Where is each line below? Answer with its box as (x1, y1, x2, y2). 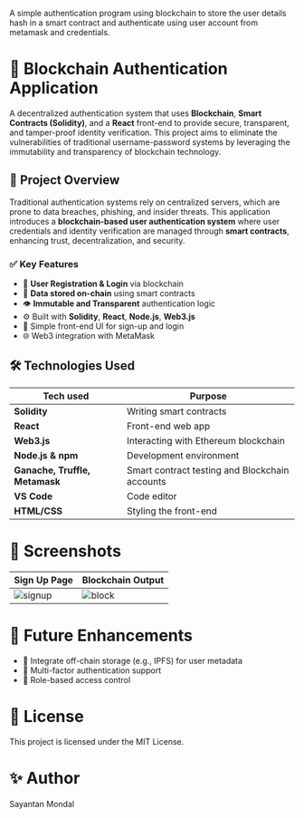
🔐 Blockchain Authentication (9, 59, 228, 80)
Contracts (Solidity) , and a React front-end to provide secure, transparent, (9, 117, 290, 128)
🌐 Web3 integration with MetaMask (22, 331, 156, 342)
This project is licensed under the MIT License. (9, 736, 185, 746)
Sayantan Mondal (9, 798, 75, 809)
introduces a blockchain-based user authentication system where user (9, 216, 280, 226)
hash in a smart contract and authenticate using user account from (9, 17, 259, 28)
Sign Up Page (14, 573, 74, 586)
